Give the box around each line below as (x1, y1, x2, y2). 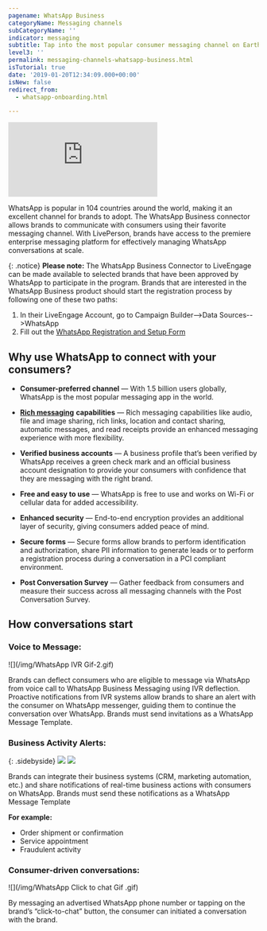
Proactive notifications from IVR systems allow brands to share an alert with (8, 691, 256, 701)
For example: (8, 812, 53, 822)
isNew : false (8, 78, 52, 86)
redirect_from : (8, 85, 59, 94)
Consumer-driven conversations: (8, 864, 141, 875)
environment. (19, 563, 64, 572)
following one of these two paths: (8, 295, 118, 305)
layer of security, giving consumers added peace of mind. (19, 522, 209, 532)
